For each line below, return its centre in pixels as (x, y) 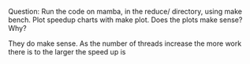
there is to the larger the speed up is (67, 52)
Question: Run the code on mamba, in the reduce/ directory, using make (125, 11)
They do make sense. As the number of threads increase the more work (125, 43)
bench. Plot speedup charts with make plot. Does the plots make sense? (125, 20)
